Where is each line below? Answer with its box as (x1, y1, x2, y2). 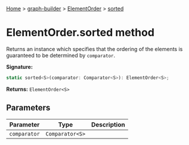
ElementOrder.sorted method (6, 26, 155, 39)
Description (91, 120, 125, 128)
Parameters (6, 103, 51, 113)
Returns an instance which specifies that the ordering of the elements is (6, 45, 183, 52)
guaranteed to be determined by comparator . (6, 52, 116, 59)
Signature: (6, 63, 33, 70)
